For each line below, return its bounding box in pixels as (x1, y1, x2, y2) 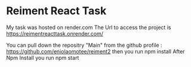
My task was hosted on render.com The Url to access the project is (6, 24, 171, 31)
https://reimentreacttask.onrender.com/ (6, 30, 103, 37)
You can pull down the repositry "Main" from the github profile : (6, 42, 162, 49)
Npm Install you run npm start (6, 54, 79, 61)
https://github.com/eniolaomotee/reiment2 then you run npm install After (6, 47, 185, 55)
